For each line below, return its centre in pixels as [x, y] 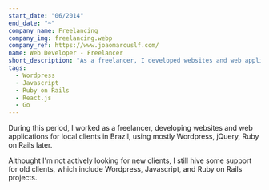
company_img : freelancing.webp [60, 38]
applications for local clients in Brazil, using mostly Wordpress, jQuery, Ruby [134, 136]
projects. [23, 178]
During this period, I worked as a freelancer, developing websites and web [131, 128]
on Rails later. [30, 145]
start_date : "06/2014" [46, 16]
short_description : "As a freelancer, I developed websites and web [125, 61]
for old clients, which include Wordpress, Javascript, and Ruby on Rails [125, 169]
